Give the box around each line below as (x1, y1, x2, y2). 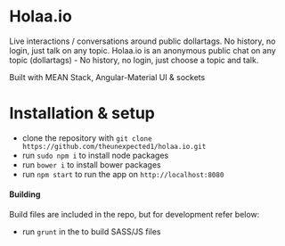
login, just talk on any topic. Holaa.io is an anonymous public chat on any (9, 45, 276, 55)
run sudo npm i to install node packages (21, 150, 169, 160)
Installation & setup (9, 103, 156, 124)
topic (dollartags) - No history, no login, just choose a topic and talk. (9, 54, 259, 65)
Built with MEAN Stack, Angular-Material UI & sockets (9, 71, 206, 82)
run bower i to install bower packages (21, 159, 162, 170)
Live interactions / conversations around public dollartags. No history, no (9, 36, 276, 46)
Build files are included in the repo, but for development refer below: (9, 209, 260, 220)
